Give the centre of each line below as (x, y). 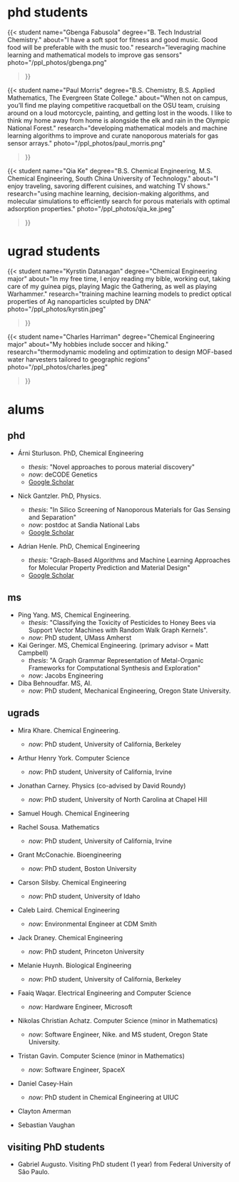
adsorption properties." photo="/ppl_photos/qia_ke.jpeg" (91, 208)
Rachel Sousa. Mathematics (59, 827)
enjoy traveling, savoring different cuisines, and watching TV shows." (109, 185)
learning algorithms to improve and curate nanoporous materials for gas (113, 136)
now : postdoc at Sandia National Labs (84, 524)
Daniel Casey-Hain (45, 1083)
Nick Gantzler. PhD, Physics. (59, 496)
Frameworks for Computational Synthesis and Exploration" (115, 668)
